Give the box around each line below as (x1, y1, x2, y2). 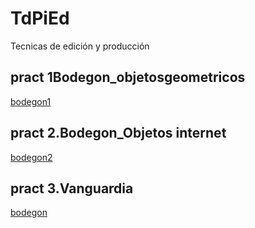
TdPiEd (10, 7, 70, 30)
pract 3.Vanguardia (10, 180, 134, 197)
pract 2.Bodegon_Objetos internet (10, 125, 227, 142)
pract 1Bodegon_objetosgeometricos (10, 69, 246, 86)
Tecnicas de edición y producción (10, 40, 150, 52)
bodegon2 (10, 151, 53, 163)
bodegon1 (10, 95, 52, 107)
